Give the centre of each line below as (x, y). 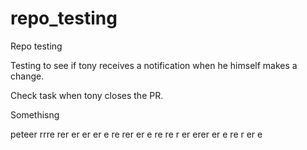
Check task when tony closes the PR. (87, 95)
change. (27, 76)
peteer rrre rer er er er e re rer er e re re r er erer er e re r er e (136, 134)
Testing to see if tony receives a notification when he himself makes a (154, 65)
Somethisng (35, 114)
